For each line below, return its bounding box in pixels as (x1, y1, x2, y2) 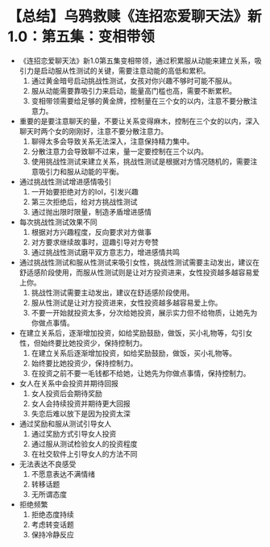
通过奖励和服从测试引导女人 (19, 419, 112, 428)
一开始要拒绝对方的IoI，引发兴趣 (31, 186, 139, 196)
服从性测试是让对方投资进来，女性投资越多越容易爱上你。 (31, 298, 222, 307)
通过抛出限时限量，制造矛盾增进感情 (31, 207, 152, 216)
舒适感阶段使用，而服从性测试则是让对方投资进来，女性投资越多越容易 (19, 267, 253, 277)
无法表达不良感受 (19, 459, 77, 469)
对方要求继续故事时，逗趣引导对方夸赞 (31, 237, 159, 247)
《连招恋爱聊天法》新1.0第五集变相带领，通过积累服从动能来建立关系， (19, 56, 255, 65)
